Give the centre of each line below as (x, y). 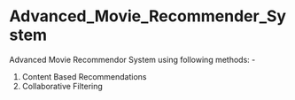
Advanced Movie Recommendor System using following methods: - (132, 59)
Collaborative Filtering (62, 86)
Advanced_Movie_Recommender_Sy (147, 16)
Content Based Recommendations (84, 76)
